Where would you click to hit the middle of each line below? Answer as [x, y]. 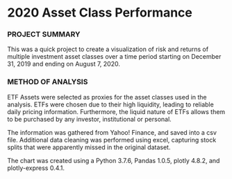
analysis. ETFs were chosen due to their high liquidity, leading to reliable [110, 104]
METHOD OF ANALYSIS [48, 82]
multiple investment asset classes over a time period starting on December [114, 57]
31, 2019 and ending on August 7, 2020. [64, 64]
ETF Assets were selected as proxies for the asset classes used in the [107, 97]
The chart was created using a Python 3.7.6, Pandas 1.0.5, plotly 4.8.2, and [114, 160]
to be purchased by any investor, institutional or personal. [89, 119]
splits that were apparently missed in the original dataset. [89, 147]
